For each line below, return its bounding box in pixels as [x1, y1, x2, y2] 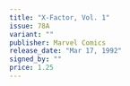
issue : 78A [9, 21, 50, 30]
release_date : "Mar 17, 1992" [9, 47, 123, 56]
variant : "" [9, 30, 54, 39]
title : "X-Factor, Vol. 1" [9, 13, 110, 22]
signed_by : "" [9, 55, 63, 64]
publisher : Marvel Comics [9, 38, 106, 47]
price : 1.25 [9, 64, 54, 73]
